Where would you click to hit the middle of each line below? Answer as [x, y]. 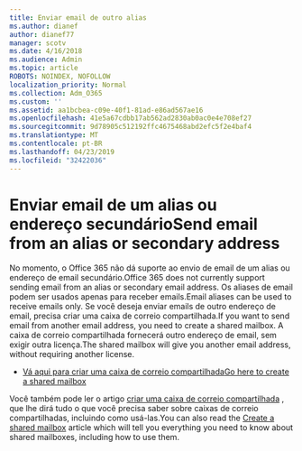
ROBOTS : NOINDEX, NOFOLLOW [60, 77]
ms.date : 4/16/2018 [46, 51]
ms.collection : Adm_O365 [56, 93]
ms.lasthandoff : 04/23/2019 [62, 152]
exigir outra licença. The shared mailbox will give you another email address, [150, 345]
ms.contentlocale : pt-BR [56, 143]
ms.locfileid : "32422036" [58, 160]
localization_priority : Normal [68, 85]
